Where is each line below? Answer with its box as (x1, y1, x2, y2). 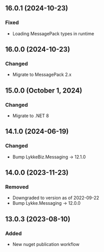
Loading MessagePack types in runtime (12, 30, 94, 37)
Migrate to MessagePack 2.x (12, 71, 71, 77)
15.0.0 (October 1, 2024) (5, 86, 82, 95)
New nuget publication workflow (12, 241, 80, 247)
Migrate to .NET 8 (12, 113, 49, 119)
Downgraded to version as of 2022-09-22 (12, 195, 99, 201)
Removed (5, 184, 29, 191)
